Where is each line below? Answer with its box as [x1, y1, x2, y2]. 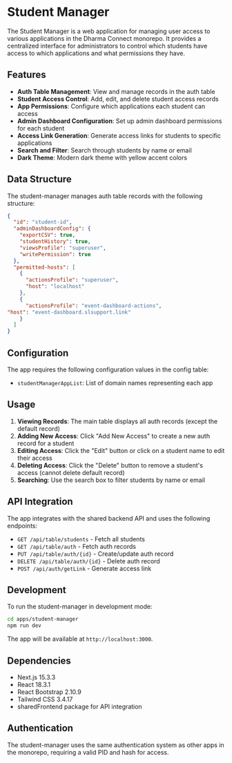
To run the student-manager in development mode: [7, 602, 153, 611]
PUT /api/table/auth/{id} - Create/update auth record [17, 550, 174, 558]
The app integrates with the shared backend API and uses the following [7, 514, 211, 522]
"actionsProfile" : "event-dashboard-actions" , [25, 302, 162, 309]
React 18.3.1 [17, 681, 50, 688]
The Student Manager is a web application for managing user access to [7, 27, 211, 35]
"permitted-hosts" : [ [13, 264, 76, 271]
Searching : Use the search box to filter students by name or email [17, 476, 206, 484]
